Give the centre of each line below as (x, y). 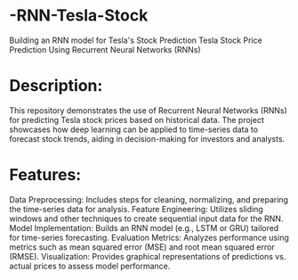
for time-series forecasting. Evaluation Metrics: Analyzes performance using (149, 237)
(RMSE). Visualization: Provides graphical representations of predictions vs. (148, 256)
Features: (45, 175)
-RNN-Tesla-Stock (79, 16)
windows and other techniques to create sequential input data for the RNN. (146, 218)
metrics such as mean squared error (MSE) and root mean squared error (142, 247)
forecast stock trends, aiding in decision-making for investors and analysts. (147, 138)
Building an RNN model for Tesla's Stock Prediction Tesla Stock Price (136, 40)
